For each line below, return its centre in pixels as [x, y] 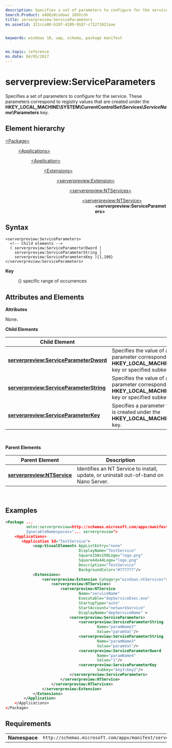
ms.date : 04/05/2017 [27, 57]
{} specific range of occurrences [52, 281]
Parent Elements [23, 448]
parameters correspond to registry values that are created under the [77, 101]
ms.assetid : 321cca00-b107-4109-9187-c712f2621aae [60, 24]
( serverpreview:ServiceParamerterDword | [56, 248]
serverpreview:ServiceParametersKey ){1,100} [64, 257]
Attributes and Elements [45, 297]
